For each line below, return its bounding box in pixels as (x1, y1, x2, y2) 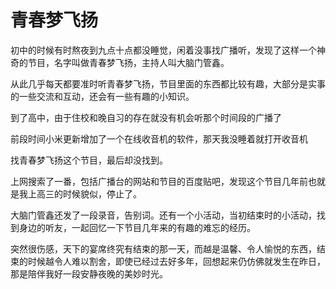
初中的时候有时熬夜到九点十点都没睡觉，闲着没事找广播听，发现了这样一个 (10, 44, 317, 56)
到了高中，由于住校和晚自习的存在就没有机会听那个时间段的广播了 (10, 111, 282, 123)
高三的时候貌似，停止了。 (36, 187, 142, 200)
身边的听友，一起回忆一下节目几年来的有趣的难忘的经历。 (18, 221, 256, 233)
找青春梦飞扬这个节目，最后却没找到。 (10, 154, 168, 166)
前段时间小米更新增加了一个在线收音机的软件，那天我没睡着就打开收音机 (10, 132, 308, 145)
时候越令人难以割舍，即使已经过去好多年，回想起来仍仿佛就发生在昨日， (27, 255, 326, 267)
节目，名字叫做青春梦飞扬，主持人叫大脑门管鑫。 (27, 56, 230, 68)
